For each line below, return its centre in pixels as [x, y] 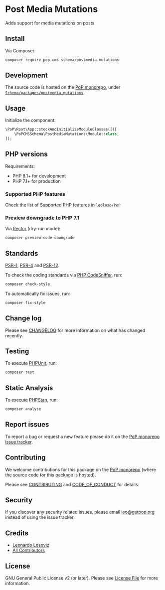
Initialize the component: [30, 120]
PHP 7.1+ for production [36, 181]
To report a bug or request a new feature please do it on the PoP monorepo [82, 437]
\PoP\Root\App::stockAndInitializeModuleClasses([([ [61, 130]
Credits [17, 533]
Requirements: [20, 166]
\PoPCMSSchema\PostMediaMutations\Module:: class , [67, 134]
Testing [17, 351]
